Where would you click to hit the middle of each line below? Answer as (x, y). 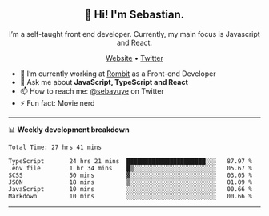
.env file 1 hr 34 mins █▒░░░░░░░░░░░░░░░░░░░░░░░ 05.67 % (130, 168)
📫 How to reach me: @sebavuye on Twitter (92, 91)
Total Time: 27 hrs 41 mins (55, 147)
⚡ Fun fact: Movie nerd (57, 103)
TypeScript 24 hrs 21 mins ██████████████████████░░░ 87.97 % (130, 161)
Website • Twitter (134, 58)
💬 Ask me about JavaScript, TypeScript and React (104, 82)
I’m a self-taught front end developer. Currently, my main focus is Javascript (134, 34)
